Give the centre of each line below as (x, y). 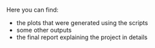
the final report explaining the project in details (82, 37)
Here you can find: (32, 10)
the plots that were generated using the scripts (82, 23)
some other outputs (44, 30)
